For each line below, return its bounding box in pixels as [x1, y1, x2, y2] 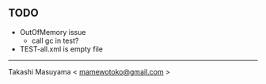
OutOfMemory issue [19, 27, 86, 36]
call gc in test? [31, 36, 79, 45]
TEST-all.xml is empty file [19, 44, 104, 54]
